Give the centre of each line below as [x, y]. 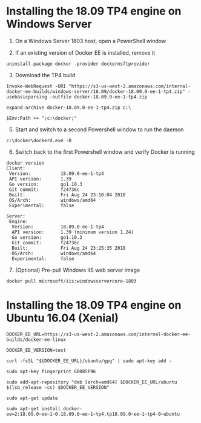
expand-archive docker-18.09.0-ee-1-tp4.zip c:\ [69, 108]
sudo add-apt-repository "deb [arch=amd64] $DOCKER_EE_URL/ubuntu [92, 382]
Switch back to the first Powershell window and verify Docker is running [105, 152]
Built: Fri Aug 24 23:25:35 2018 [69, 248]
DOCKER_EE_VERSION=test [36, 350]
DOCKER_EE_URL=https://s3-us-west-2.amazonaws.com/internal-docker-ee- [98, 334]
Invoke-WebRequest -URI [36, 86]
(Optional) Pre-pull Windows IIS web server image [77, 270]
